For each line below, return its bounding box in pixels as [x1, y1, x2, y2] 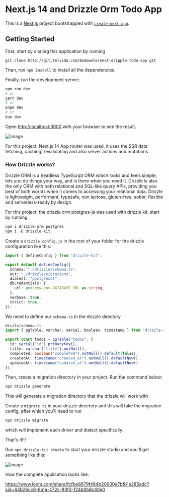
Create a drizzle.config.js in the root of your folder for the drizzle [5, 238, 144, 244]
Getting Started [5, 35, 55, 43]
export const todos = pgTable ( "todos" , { [5, 337, 94, 342]
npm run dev [5, 86, 30, 91]
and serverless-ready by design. [5, 199, 73, 205]
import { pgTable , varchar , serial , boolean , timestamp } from [5, 328, 141, 333]
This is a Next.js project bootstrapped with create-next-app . [5, 20, 130, 26]
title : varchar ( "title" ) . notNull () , [10, 346, 87, 351]
